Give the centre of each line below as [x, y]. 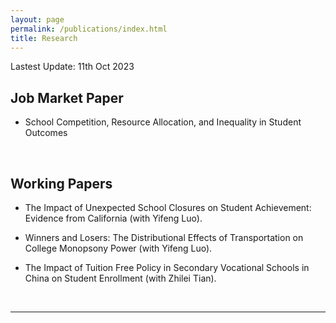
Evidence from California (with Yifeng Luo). [113, 218]
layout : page [37, 19]
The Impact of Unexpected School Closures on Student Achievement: [168, 207]
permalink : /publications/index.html [89, 29]
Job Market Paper [67, 97]
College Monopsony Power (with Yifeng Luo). [118, 248]
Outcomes [46, 133]
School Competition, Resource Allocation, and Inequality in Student [163, 122]
